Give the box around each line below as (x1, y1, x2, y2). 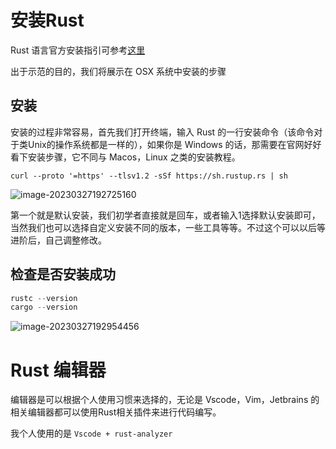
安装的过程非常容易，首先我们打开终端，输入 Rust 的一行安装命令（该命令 (10, 126, 315, 138)
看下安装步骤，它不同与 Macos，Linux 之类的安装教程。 (10, 151, 241, 163)
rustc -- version (10, 293, 78, 303)
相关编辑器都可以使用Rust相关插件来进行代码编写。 (10, 406, 222, 418)
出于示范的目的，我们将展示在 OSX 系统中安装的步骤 (10, 65, 227, 77)
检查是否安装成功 (10, 266, 116, 283)
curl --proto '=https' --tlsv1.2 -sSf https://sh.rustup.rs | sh (10, 171, 288, 181)
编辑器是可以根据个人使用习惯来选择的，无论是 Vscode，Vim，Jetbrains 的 (10, 394, 320, 406)
